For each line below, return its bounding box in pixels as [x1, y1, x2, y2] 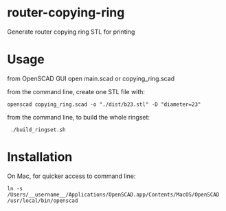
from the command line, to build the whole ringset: [7, 113, 150, 121]
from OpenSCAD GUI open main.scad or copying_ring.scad [7, 74, 175, 82]
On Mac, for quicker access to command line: [7, 172, 136, 180]
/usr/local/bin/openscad [7, 197, 78, 204]
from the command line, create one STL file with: [7, 87, 146, 96]
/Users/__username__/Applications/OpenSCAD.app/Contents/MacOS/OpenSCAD [7, 191, 220, 198]
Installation [7, 149, 73, 165]
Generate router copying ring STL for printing [7, 27, 135, 36]
